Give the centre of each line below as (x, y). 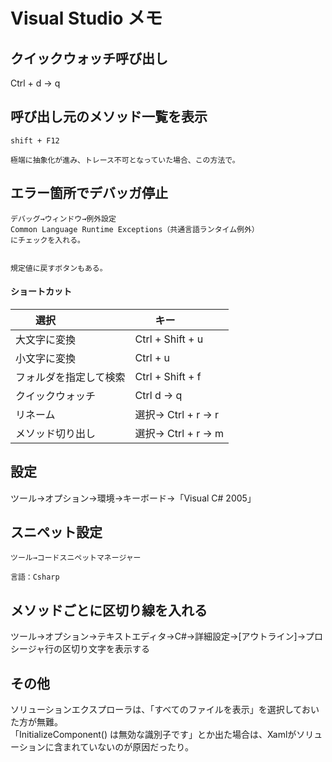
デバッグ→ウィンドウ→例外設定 (63, 219)
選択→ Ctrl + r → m (179, 433)
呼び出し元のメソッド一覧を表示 (109, 117)
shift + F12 (35, 140)
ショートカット (41, 291)
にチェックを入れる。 (47, 240)
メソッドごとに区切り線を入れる (109, 610)
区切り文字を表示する (106, 649)
